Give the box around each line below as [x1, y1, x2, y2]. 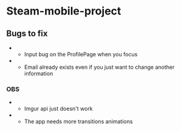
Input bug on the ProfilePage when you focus [24, 51, 138, 58]
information [24, 70, 53, 77]
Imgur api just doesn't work [24, 105, 93, 112]
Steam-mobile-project [6, 4, 121, 18]
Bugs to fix [6, 28, 48, 39]
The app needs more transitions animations [24, 118, 133, 125]
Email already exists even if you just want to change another [24, 63, 175, 71]
